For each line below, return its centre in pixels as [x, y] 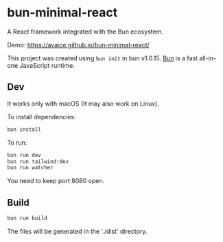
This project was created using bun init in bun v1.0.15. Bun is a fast [102, 58]
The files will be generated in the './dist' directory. [77, 231]
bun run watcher [30, 168]
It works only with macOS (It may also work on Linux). [83, 104]
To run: [17, 143]
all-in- [208, 58]
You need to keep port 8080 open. [56, 181]
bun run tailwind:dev [38, 161]
